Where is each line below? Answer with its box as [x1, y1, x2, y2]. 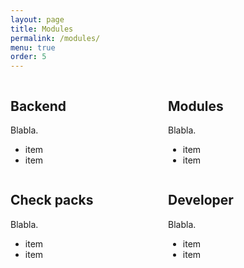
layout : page [10, 14, 65, 25]
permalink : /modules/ [10, 33, 101, 43]
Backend [10, 97, 67, 115]
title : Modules [10, 24, 74, 34]
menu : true [10, 42, 56, 53]
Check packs [10, 192, 94, 209]
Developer [168, 192, 234, 209]
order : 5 [10, 52, 47, 62]
